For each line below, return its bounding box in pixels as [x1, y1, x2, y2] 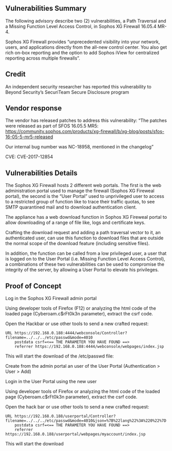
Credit [5, 70, 26, 79]
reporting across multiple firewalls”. [5, 55, 81, 61]
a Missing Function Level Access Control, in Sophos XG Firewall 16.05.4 [5, 23, 157, 29]
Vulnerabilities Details [5, 168, 78, 177]
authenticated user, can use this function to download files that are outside [5, 235, 164, 241]
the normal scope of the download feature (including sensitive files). [5, 240, 150, 247]
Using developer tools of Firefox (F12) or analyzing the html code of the [5, 305, 157, 311]
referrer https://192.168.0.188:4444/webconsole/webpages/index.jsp [14, 344, 164, 349]
